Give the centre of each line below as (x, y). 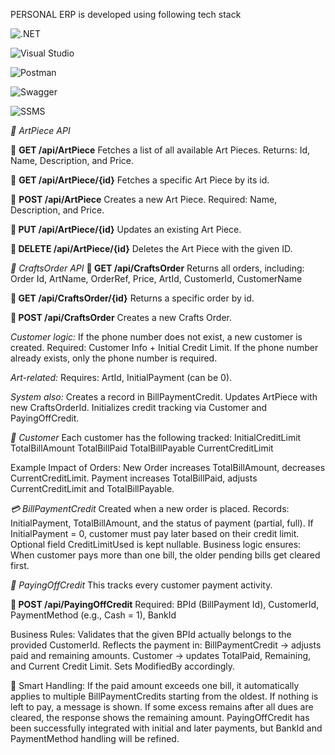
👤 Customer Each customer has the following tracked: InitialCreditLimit (156, 437)
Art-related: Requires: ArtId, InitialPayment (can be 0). (121, 377)
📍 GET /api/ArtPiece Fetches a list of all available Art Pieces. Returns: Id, (160, 150)
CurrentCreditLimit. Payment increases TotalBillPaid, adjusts (134, 478)
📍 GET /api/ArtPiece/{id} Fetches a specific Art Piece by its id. (140, 180)
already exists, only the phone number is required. (114, 358)
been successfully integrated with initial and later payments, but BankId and (166, 728)
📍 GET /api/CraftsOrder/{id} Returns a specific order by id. (132, 298)
